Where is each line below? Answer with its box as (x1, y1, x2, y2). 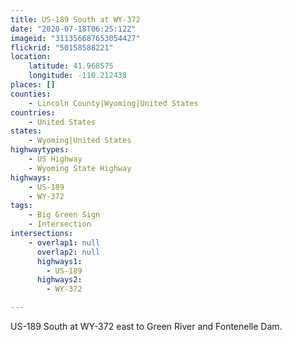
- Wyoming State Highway (28, 163, 132, 173)
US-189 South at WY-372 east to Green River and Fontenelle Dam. (10, 321, 283, 332)
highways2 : (36, 275, 83, 285)
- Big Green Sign (28, 210, 101, 220)
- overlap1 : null (28, 237, 101, 248)
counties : (10, 89, 52, 99)
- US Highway (28, 154, 83, 164)
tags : (10, 201, 33, 211)
